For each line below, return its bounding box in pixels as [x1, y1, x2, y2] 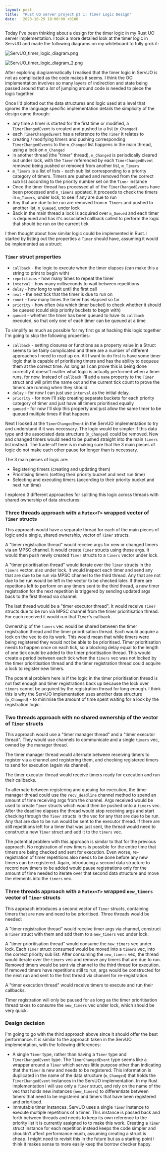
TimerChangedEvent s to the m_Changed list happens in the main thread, [12, 142, 152, 148]
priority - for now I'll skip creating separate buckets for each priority [12, 395, 155, 401]
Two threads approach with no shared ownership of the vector [5, 714, 159, 721]
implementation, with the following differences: [5, 1042, 101, 1048]
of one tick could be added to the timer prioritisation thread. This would [5, 650, 151, 656]
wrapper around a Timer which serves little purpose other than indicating [12, 1062, 161, 1068]
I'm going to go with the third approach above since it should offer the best [5, 1031, 158, 1037]
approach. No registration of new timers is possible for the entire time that [5, 844, 156, 850]
